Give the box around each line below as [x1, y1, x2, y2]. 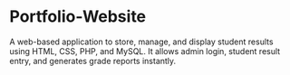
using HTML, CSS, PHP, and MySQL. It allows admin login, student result [9, 45, 281, 56]
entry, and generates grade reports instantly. [9, 55, 177, 66]
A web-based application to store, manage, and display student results [9, 36, 274, 47]
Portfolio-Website [9, 6, 147, 27]
